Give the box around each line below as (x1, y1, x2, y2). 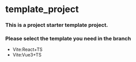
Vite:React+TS (12, 46, 43, 52)
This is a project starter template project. (5, 22, 108, 29)
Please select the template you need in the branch (5, 35, 131, 42)
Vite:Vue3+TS (12, 52, 42, 58)
